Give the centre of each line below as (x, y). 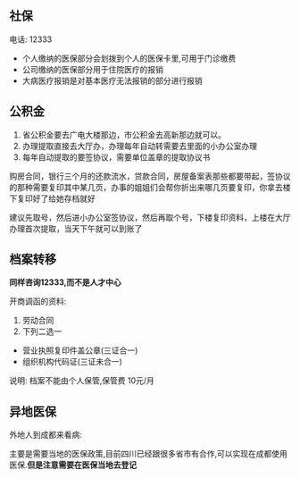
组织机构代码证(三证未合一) (72, 362)
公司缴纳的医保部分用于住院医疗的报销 (92, 69)
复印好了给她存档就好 (56, 198)
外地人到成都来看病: (46, 435)
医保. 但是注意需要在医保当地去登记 (73, 465)
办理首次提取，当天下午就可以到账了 (76, 228)
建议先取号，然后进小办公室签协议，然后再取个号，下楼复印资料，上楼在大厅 (150, 217)
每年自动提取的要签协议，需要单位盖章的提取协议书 (116, 157)
